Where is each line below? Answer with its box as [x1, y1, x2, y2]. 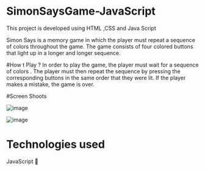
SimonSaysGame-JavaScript [6, 4, 156, 18]
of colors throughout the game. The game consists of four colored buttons [6, 43, 193, 50]
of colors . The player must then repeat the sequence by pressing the [6, 67, 181, 75]
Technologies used [6, 137, 106, 151]
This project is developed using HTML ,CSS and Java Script [6, 24, 157, 32]
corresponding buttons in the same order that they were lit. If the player [6, 74, 186, 81]
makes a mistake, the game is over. [6, 81, 95, 88]
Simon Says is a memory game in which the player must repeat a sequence [6, 36, 195, 43]
